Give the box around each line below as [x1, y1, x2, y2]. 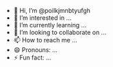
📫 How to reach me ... [13, 36, 77, 44]
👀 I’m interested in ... [13, 14, 72, 22]
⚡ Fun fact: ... [13, 53, 51, 62]
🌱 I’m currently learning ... [13, 21, 87, 29]
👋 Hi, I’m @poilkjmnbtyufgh [13, 7, 91, 14]
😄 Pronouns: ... [13, 46, 58, 54]
